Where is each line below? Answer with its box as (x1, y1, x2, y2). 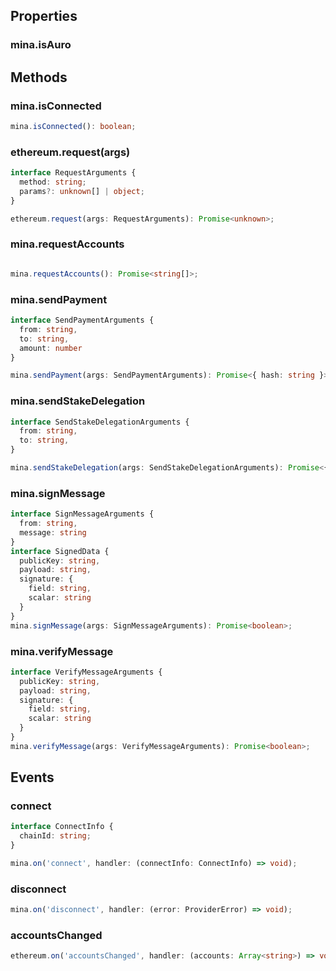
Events (10, 769, 55, 786)
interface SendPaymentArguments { (10, 315, 155, 326)
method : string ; (19, 177, 87, 188)
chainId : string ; (19, 831, 92, 841)
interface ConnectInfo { (10, 822, 114, 832)
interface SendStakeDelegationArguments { (10, 417, 190, 427)
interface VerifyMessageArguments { (10, 667, 163, 677)
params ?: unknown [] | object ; (19, 186, 145, 196)
